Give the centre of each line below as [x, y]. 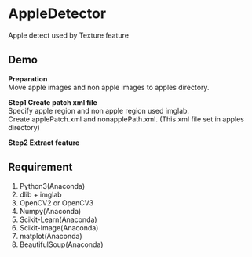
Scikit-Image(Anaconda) [59, 227]
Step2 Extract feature [44, 143]
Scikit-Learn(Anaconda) [58, 219]
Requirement [40, 167]
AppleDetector [57, 14]
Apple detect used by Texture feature [69, 35]
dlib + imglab [40, 194]
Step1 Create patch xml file [53, 102]
